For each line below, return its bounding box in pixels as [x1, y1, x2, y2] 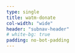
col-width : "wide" [6, 20, 53, 26]
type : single [6, 9, 40, 15]
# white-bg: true [6, 32, 51, 38]
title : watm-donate [6, 15, 56, 21]
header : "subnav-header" [6, 26, 70, 32]
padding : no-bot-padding [6, 37, 70, 43]
